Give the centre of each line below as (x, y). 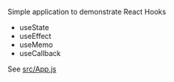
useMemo (36, 45)
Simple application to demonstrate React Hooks (87, 12)
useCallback (40, 53)
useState (34, 27)
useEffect (35, 36)
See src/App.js (32, 69)
